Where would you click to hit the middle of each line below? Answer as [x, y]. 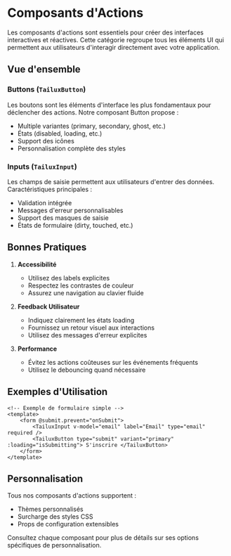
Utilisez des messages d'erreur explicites [87, 335]
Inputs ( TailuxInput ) [42, 167]
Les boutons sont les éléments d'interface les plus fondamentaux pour [110, 105]
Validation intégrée [45, 202]
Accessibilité [37, 264]
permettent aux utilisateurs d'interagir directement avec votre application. [113, 47]
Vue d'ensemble [44, 69]
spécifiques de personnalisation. [54, 545]
